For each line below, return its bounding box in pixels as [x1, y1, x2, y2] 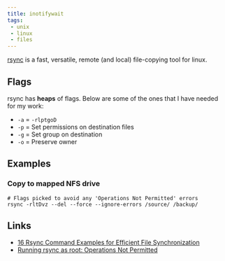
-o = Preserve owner [17, 137, 78, 146]
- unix [10, 23, 30, 30]
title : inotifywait [7, 10, 64, 17]
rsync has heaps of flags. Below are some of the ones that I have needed [7, 94, 219, 102]
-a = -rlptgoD [17, 115, 57, 123]
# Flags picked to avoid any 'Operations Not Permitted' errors [7, 195, 198, 202]
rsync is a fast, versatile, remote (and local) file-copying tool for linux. [7, 55, 208, 64]
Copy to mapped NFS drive [7, 179, 100, 189]
